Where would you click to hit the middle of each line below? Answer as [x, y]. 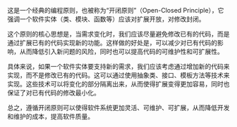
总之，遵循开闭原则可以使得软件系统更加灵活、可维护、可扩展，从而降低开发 [119, 108]
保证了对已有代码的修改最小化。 [54, 93]
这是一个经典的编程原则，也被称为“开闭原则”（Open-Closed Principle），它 [116, 10]
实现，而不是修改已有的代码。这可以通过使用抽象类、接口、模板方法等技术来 [119, 75]
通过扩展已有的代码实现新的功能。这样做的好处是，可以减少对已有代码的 [112, 43]
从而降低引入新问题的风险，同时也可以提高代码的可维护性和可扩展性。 [121, 52]
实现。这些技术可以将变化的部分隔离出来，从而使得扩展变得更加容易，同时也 [119, 84]
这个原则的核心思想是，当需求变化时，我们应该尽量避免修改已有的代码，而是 [119, 34]
